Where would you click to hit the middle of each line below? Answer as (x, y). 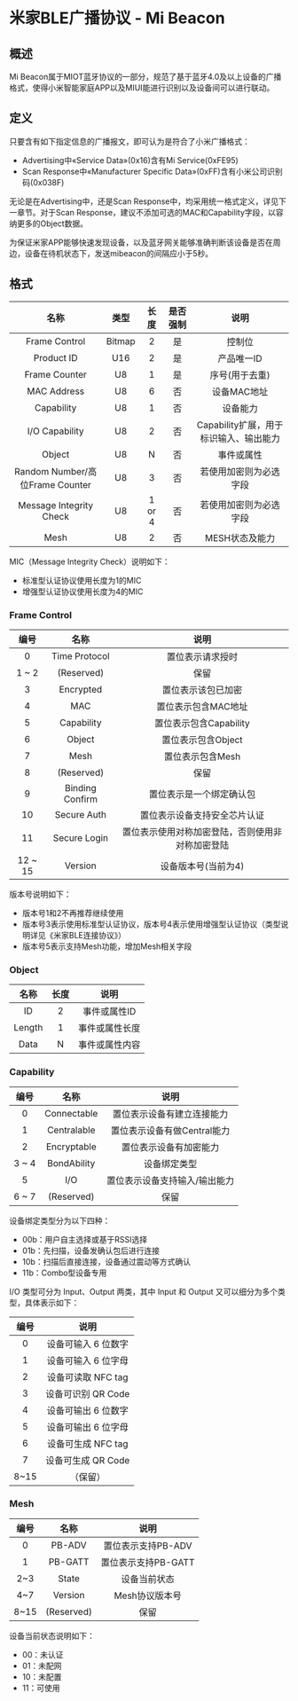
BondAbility (71, 1163)
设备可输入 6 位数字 (87, 1344)
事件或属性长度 (110, 1028)
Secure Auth (80, 814)
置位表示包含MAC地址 (202, 706)
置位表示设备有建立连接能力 (170, 1114)
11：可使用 (41, 1688)
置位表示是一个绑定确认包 (203, 794)
